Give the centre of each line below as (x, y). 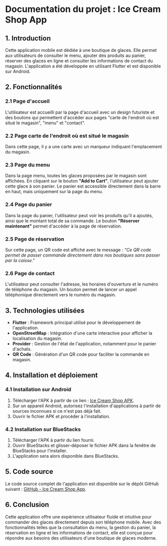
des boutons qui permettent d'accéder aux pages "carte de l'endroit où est (82, 117)
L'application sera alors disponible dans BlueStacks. (66, 456)
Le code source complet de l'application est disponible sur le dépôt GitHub (82, 484)
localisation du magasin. (37, 338)
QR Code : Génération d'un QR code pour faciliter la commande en (81, 354)
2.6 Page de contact (30, 273)
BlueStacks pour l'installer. (40, 451)
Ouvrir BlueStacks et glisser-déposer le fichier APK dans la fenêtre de (84, 445)
